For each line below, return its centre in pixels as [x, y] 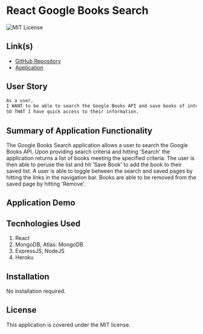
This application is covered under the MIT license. [69, 324]
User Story [27, 86]
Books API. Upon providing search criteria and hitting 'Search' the [88, 152]
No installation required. [36, 291]
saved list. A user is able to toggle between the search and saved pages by [100, 171]
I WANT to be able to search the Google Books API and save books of [96, 106]
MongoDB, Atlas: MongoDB [49, 245]
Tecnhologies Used [43, 223]
